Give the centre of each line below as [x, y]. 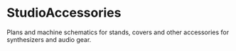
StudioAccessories [64, 13]
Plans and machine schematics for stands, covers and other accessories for [118, 32]
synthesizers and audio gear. [49, 39]
